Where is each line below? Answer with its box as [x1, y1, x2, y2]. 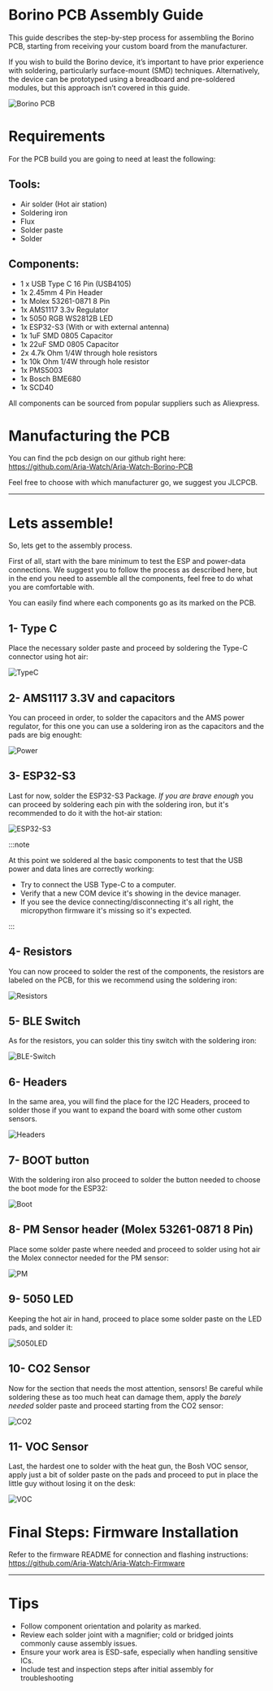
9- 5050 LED [8, 1292, 74, 1306]
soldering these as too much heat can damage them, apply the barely [8, 1392, 241, 1402]
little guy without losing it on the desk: [8, 1479, 136, 1489]
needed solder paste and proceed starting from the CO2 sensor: [8, 1400, 223, 1411]
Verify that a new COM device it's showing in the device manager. [19, 888, 241, 898]
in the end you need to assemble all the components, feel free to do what [8, 574, 253, 583]
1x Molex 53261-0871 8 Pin [19, 296, 110, 306]
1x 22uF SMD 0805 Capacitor [19, 339, 119, 349]
